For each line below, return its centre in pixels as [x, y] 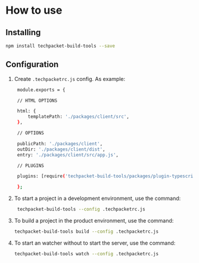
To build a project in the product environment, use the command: [94, 221]
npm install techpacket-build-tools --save [60, 46]
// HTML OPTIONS [37, 101]
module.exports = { [41, 90]
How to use [34, 10]
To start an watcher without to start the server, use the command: [95, 243]
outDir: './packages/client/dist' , [61, 149]
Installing [23, 32]
